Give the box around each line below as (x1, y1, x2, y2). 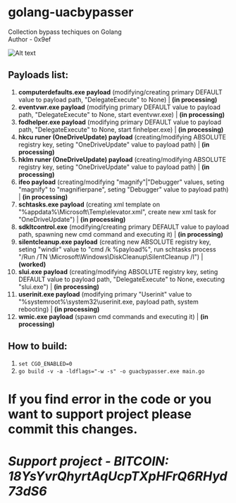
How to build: (8, 340, 68, 352)
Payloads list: (8, 69, 69, 81)
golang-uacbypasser (8, 4, 134, 20)
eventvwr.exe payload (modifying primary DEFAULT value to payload (18, 103, 221, 111)
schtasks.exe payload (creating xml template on (18, 200, 161, 209)
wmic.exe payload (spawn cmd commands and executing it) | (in (18, 312, 209, 321)
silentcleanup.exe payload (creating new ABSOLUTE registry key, (18, 237, 211, 246)
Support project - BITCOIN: (8, 453, 169, 469)
